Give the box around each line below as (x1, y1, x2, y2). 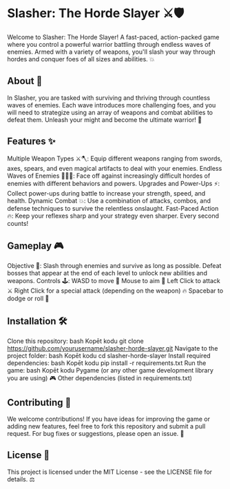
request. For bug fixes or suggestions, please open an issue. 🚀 (7, 430, 185, 437)
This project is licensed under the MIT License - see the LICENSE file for (7, 468, 212, 476)
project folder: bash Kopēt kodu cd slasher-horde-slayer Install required (7, 352, 211, 360)
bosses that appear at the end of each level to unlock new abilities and (7, 269, 208, 278)
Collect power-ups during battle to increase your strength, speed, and (7, 189, 206, 197)
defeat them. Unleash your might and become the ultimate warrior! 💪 (7, 115, 202, 124)
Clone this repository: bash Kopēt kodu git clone (7, 337, 145, 345)
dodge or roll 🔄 (7, 294, 50, 303)
